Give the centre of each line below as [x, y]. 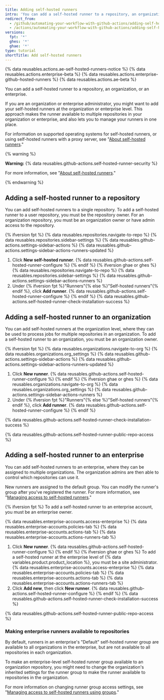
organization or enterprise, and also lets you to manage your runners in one [81, 119]
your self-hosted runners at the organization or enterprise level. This [74, 109]
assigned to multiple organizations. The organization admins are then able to [82, 472]
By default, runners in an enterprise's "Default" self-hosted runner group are [82, 642]
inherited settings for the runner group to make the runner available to [75, 673]
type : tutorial [20, 50]
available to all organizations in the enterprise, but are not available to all [78, 647]
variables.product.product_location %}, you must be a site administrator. [85, 562]
